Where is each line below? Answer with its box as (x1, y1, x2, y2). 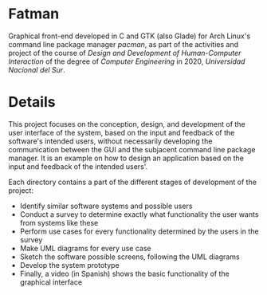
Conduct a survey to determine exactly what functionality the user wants (19, 209, 259, 219)
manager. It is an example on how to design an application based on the (8, 153, 245, 163)
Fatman (8, 5, 60, 23)
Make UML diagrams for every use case (19, 243, 151, 253)
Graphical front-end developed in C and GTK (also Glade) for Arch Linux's (8, 31, 251, 41)
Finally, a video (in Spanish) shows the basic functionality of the (19, 269, 230, 278)
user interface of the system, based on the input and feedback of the (8, 128, 235, 137)
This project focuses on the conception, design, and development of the (8, 119, 245, 128)
